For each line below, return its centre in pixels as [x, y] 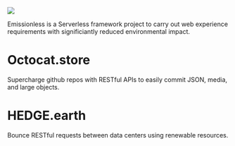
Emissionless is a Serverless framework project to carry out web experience [118, 24]
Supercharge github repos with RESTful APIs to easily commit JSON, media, [117, 79]
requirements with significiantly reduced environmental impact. [99, 31]
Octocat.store [49, 60]
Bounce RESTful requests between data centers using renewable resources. [118, 135]
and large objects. [33, 87]
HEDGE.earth [47, 116]
